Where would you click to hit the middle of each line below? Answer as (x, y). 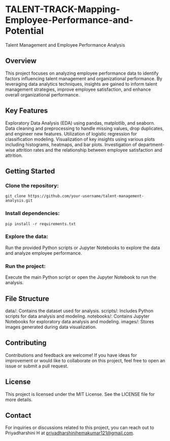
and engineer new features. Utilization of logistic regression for (71, 133)
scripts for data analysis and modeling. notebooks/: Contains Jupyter (77, 316)
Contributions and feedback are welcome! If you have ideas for (71, 355)
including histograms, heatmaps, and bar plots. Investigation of (71, 144)
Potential (25, 31)
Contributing (26, 343)
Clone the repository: (32, 185)
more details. (19, 399)
